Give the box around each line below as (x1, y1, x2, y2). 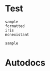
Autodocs (5, 57, 46, 69)
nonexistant (5, 32, 29, 37)
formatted (5, 23, 25, 29)
